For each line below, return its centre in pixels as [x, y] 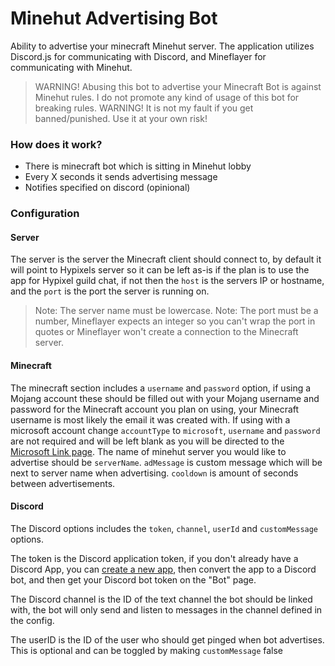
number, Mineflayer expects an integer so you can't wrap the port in [175, 321]
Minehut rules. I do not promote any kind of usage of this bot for [167, 97]
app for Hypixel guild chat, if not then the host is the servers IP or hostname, [167, 281]
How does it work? [56, 144]
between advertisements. [63, 483]
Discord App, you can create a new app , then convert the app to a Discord [163, 569]
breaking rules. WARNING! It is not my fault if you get [144, 108]
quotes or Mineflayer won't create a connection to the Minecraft [166, 332]
